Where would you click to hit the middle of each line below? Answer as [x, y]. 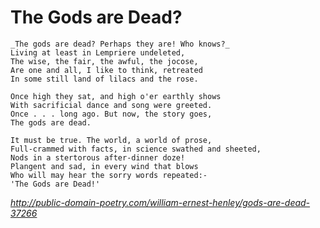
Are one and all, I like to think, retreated [106, 70]
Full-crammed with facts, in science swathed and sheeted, [136, 149]
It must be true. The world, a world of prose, [111, 140]
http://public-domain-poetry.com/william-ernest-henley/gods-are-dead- [160, 202]
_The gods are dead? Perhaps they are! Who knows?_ [120, 44]
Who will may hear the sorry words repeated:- [109, 175]
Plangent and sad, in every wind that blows [104, 166]
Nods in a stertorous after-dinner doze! [98, 157]
